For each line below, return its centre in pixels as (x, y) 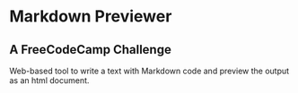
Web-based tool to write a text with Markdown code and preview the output (149, 71)
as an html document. (49, 80)
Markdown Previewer (91, 17)
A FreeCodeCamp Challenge (91, 50)
